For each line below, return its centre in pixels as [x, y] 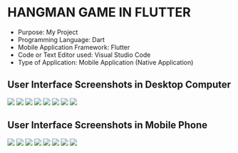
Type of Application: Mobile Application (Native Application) [105, 62]
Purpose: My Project [48, 32]
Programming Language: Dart [61, 39]
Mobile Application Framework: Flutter [74, 47]
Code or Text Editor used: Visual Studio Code [84, 55]
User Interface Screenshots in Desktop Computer [119, 85]
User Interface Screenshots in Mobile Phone [108, 125]
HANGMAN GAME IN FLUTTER [99, 12]
